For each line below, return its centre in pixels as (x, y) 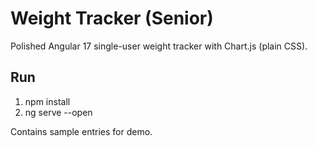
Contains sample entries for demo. (81, 131)
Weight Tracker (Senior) (112, 18)
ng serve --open (58, 112)
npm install (47, 101)
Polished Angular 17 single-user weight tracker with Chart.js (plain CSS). (159, 46)
